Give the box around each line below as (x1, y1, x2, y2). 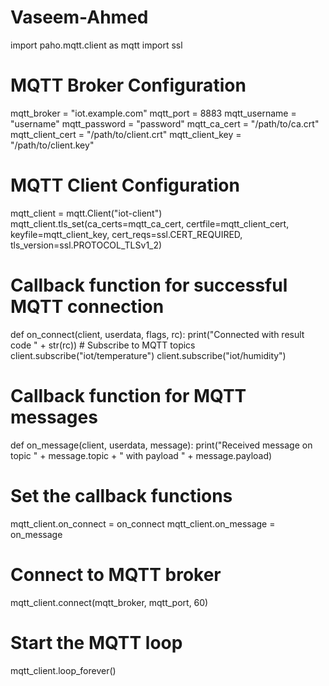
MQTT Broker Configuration (10, 74, 247, 97)
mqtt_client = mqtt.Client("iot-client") (10, 207, 163, 219)
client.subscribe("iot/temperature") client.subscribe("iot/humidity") (10, 349, 287, 361)
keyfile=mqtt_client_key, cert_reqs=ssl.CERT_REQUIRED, (10, 228, 243, 240)
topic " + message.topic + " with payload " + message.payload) (10, 449, 273, 461)
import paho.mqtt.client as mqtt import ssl (10, 39, 183, 51)
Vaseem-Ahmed (10, 6, 149, 29)
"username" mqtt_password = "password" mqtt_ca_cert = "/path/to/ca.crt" (10, 117, 320, 130)
